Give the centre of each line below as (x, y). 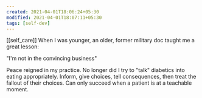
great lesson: (23, 47)
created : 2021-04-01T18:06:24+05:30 (53, 12)
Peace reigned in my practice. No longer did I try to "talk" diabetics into (96, 70)
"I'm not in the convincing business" (52, 59)
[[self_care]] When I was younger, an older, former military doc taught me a (100, 41)
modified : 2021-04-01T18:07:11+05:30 (54, 18)
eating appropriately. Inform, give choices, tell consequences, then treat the (101, 77)
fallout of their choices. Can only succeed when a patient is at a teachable (99, 83)
